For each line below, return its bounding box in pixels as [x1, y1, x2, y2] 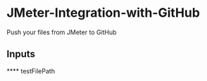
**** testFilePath [6, 66, 56, 75]
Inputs [6, 48, 36, 60]
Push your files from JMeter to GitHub [6, 28, 117, 36]
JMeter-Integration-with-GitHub [6, 5, 200, 21]
